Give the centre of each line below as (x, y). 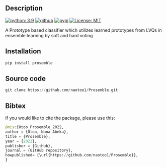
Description (24, 8)
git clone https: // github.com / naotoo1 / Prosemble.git (62, 90)
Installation (23, 52)
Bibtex (16, 106)
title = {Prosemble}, (28, 136)
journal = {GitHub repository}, (39, 150)
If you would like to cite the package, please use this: (60, 118)
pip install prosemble (29, 63)
